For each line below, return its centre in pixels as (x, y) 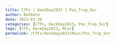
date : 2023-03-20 (24, 19)
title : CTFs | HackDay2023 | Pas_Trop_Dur (51, 10)
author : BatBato (22, 15)
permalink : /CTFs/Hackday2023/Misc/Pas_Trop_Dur (58, 33)
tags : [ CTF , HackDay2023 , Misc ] (40, 29)
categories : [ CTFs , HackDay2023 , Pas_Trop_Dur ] (57, 24)
